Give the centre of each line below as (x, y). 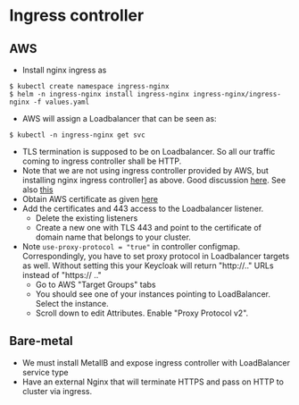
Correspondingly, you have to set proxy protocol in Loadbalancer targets (156, 256)
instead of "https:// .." (62, 275)
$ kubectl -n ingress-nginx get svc (77, 135)
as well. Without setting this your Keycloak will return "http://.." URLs (148, 266)
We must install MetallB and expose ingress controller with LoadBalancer (156, 362)
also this (37, 190)
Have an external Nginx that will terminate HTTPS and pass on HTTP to (153, 382)
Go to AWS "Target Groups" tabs (96, 284)
